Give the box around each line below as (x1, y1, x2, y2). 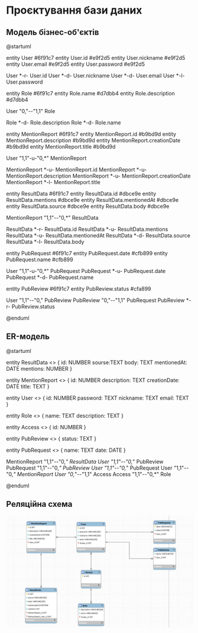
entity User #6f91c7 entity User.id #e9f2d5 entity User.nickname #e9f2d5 (6, 54, 186, 61)
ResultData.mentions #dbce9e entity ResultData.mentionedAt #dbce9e (6, 197, 179, 203)
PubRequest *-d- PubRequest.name (6, 274, 94, 281)
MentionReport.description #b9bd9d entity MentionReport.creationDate (6, 137, 181, 144)
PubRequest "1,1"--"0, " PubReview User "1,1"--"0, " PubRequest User (6, 464, 173, 471)
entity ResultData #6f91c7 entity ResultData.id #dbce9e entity (6, 190, 157, 197)
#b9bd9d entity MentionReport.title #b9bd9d (6, 143, 116, 150)
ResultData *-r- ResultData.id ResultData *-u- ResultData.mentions (6, 226, 168, 233)
